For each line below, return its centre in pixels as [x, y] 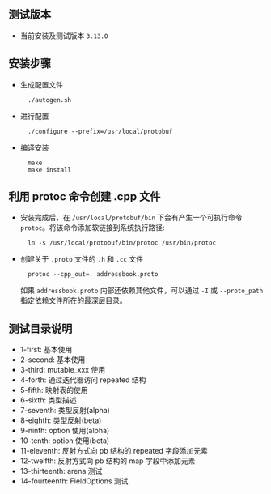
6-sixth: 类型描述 [48, 400]
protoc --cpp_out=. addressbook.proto [93, 275]
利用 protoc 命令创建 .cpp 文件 [85, 197]
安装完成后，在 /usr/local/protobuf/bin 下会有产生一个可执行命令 [131, 218]
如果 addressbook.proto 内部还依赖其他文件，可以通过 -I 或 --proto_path [142, 291]
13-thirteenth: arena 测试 [61, 471]
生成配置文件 [41, 84]
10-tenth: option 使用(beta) [65, 441]
